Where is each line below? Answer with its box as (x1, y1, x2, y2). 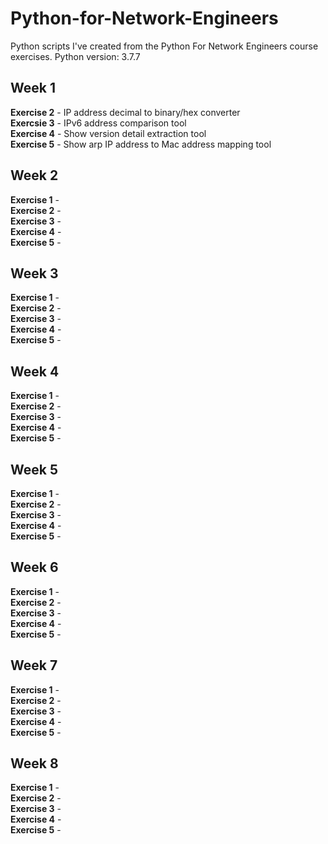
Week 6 (10, 559, 59, 576)
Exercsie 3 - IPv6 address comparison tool (10, 117, 187, 129)
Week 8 (10, 755, 59, 772)
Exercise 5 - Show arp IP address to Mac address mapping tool (10, 138, 272, 150)
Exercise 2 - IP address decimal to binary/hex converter (10, 106, 241, 118)
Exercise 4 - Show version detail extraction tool (10, 127, 207, 139)
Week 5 (10, 461, 58, 478)
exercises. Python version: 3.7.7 (10, 50, 141, 62)
